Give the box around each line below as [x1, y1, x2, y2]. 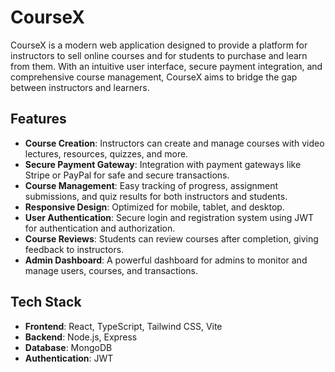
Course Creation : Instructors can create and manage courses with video [24, 137, 325, 149]
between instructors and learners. [10, 81, 150, 93]
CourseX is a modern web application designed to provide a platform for [10, 39, 308, 51]
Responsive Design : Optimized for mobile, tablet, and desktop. [24, 201, 285, 213]
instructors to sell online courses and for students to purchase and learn [10, 49, 308, 61]
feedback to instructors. [24, 243, 125, 255]
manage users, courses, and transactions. [24, 264, 198, 276]
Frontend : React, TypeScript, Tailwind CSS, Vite [24, 320, 223, 332]
